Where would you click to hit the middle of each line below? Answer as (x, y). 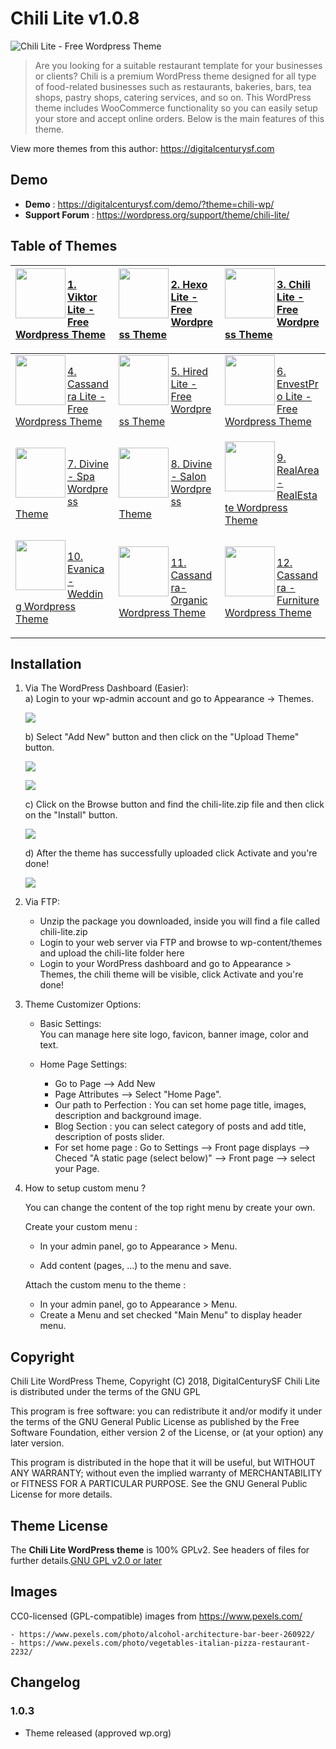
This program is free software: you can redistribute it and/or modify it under (166, 1411)
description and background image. (128, 1116)
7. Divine (88, 464)
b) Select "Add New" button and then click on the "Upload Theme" (162, 737)
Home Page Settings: (83, 1064)
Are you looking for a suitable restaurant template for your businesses (178, 65)
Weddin (85, 594)
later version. (37, 1443)
